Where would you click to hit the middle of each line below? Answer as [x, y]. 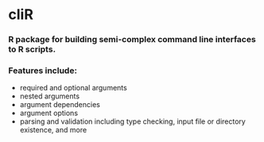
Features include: [43, 71]
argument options [49, 113]
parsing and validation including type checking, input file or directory [133, 121]
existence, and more [53, 130]
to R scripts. [32, 49]
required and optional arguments [73, 88]
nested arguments [50, 96]
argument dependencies [60, 105]
